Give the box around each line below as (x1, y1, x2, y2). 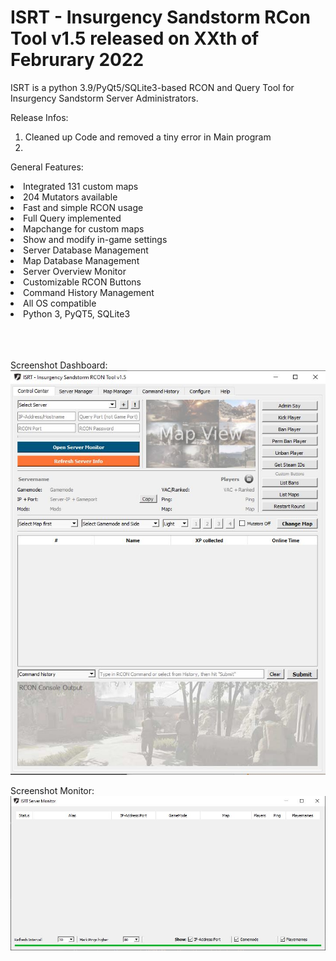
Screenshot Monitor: (10, 785, 95, 797)
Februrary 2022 (10, 49, 145, 71)
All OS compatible (23, 297, 97, 309)
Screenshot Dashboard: (10, 359, 108, 371)
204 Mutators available (23, 191, 118, 203)
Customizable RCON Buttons (23, 276, 142, 288)
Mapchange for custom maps (23, 222, 145, 235)
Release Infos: (10, 111, 69, 123)
